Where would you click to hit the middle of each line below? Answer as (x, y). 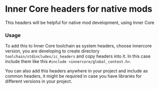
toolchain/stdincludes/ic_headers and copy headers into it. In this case (78, 56)
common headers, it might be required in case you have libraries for (73, 76)
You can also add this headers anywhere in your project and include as (77, 71)
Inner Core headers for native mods (79, 9)
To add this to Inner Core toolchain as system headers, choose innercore (79, 46)
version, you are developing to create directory (52, 51)
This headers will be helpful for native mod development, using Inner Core (80, 22)
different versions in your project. (39, 81)
